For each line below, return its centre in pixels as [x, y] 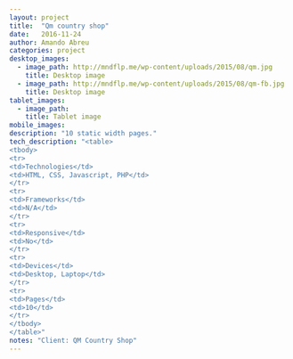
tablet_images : [37, 100]
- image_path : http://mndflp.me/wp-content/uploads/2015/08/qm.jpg [145, 68]
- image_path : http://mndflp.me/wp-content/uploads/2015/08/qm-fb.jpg [151, 84]
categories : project [48, 51]
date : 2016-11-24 [45, 34]
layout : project [39, 17]
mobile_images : [37, 126]
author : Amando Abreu [49, 42]
